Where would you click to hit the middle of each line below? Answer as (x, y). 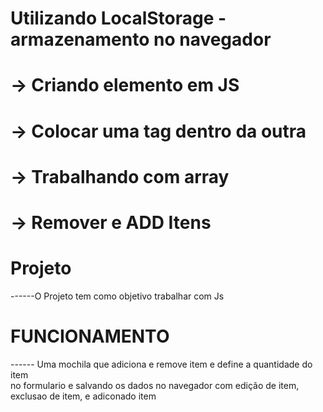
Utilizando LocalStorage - (118, 18)
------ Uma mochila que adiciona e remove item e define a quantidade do (161, 364)
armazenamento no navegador (141, 39)
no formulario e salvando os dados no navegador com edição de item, (155, 385)
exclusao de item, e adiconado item (83, 396)
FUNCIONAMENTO (90, 336)
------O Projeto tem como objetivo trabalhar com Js (117, 296)
